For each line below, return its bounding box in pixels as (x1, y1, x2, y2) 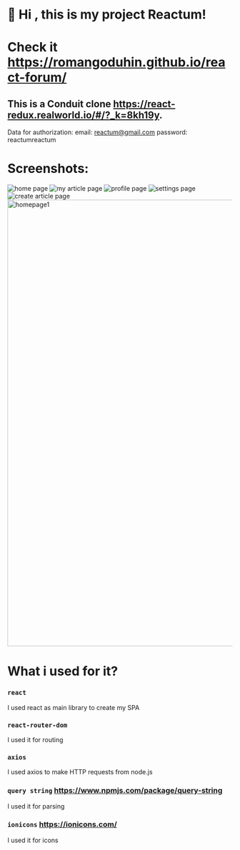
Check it (7, 39, 59, 56)
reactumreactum (7, 136, 56, 144)
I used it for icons (7, 836, 59, 844)
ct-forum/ (7, 69, 67, 86)
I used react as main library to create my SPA (7, 703, 140, 711)
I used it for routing (7, 735, 64, 744)
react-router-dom (7, 721, 68, 729)
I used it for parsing (7, 801, 65, 810)
